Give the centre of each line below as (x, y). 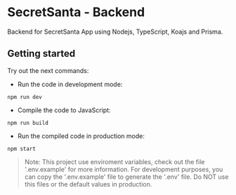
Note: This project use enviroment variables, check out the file (114, 161)
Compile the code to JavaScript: (64, 110)
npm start (22, 149)
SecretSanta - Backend (76, 12)
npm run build (28, 123)
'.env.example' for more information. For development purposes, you (124, 169)
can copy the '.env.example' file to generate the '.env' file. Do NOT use (126, 177)
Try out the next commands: (48, 70)
